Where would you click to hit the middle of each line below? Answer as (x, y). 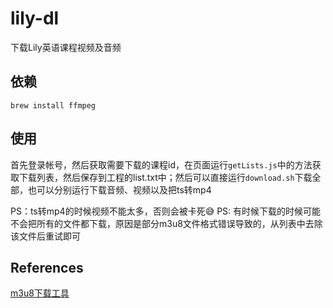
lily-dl (35, 18)
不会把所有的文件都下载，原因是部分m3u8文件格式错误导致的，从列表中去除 (166, 223)
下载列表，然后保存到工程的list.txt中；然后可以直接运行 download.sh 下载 (165, 177)
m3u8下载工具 (40, 293)
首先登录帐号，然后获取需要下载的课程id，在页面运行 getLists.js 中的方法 (161, 164)
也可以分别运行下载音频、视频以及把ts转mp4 (119, 189)
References (47, 267)
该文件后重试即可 (45, 236)
